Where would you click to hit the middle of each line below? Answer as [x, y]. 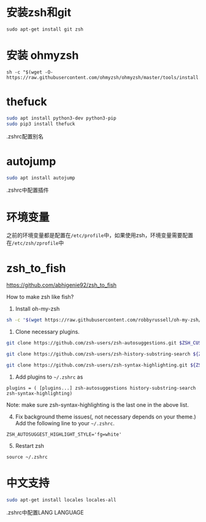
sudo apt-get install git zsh [45, 29]
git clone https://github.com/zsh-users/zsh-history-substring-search [98, 354]
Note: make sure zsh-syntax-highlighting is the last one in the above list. [97, 404]
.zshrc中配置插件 [28, 190]
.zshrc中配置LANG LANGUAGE [45, 512]
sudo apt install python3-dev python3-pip [61, 118]
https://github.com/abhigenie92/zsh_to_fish [62, 285]
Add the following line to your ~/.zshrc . [65, 423]
